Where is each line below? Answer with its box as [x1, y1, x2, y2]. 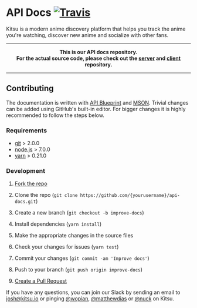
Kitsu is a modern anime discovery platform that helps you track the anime [6, 25, 186, 32]
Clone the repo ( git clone [14, 192, 78, 199]
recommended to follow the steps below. [6, 112, 104, 119]
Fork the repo [14, 180, 48, 188]
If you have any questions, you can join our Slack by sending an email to [6, 289, 181, 296]
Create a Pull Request [14, 277, 67, 284]
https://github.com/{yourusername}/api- [80, 193, 180, 199]
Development [6, 166, 46, 175]
